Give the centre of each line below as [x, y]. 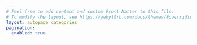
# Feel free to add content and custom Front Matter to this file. [90, 11]
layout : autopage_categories [42, 22]
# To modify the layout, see [42, 17]
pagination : [21, 28]
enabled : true [28, 33]
